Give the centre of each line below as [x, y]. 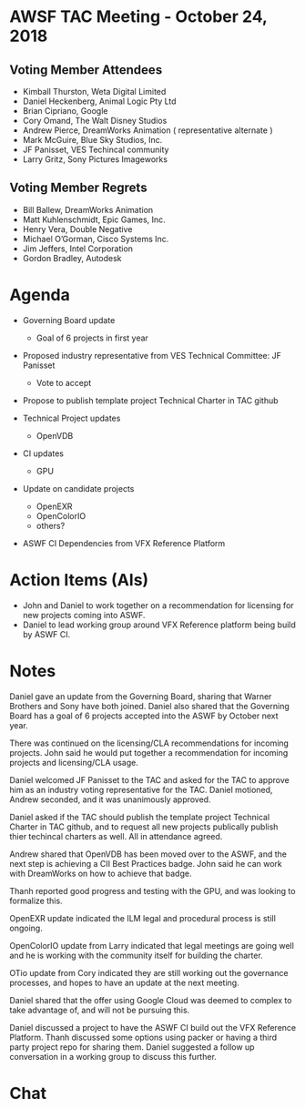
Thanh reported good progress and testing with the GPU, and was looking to [152, 890]
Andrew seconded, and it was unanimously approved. [110, 799]
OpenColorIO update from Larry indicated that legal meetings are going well [152, 945]
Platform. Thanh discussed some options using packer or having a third [143, 1037]
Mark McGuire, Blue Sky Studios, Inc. [92, 140]
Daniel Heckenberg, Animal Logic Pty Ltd [99, 101]
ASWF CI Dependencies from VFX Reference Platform [124, 543]
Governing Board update [69, 320]
